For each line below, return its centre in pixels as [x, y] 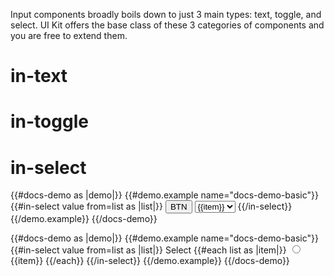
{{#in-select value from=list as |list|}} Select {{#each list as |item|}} [148, 250]
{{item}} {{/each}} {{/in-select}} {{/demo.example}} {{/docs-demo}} [150, 261]
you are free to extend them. [69, 35]
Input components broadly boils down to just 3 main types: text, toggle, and [166, 14]
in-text [39, 76]
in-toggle [49, 121]
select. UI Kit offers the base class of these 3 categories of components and [167, 25]
